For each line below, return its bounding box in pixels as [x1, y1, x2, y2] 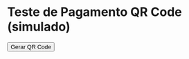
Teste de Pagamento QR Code [7, 4, 182, 20]
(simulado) [7, 19, 71, 35]
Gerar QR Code [10, 43, 52, 51]
